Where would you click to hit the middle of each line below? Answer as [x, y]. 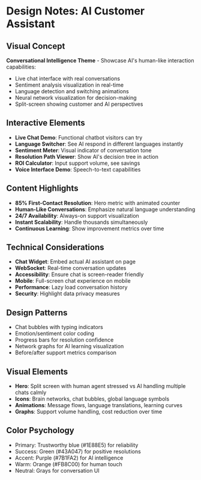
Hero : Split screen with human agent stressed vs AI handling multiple [100, 386]
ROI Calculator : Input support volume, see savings [77, 163]
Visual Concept [36, 46]
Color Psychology [40, 430]
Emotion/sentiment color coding [55, 334]
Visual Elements [37, 371]
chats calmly [31, 393]
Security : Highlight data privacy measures [67, 294]
